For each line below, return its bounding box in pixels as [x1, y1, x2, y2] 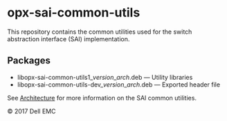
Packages [7, 55, 51, 67]
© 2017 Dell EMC [7, 107, 56, 115]
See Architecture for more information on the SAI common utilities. [7, 93, 197, 102]
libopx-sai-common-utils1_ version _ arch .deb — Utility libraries [17, 73, 193, 81]
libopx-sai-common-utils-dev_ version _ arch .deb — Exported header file [17, 80, 220, 89]
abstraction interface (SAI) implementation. [7, 34, 130, 43]
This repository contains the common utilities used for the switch [7, 27, 192, 36]
